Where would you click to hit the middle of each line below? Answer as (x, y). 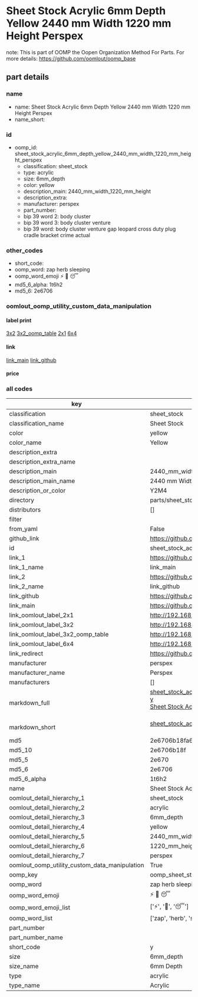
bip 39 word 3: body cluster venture (67, 222)
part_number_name (36, 937)
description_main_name (42, 481)
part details (28, 77)
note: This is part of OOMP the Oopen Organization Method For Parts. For (95, 52)
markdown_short (32, 727)
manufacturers (29, 683)
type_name (24, 985)
